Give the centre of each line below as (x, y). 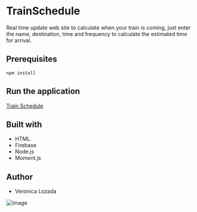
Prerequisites (32, 59)
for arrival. (19, 40)
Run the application (43, 91)
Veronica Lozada (36, 191)
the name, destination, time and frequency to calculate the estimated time (97, 34)
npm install (21, 73)
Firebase (26, 146)
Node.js (24, 152)
